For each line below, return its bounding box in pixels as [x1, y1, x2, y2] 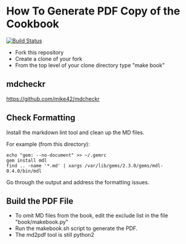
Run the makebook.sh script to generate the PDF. [14, 225, 138, 232]
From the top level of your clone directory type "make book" [14, 62, 165, 69]
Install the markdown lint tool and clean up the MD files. [6, 129, 145, 136]
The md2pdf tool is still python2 [14, 231, 95, 239]
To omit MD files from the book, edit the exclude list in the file [14, 212, 168, 219]
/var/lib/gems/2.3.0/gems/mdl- [84, 162, 164, 169]
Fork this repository [14, 48, 64, 56]
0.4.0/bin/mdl [6, 168, 42, 174]
